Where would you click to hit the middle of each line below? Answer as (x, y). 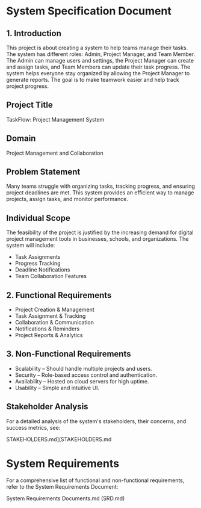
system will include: (31, 246)
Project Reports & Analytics (49, 335)
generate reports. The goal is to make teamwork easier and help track (93, 80)
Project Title (29, 105)
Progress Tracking (38, 264)
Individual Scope (39, 218)
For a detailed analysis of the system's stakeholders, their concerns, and (96, 421)
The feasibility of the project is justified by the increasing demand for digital (100, 232)
